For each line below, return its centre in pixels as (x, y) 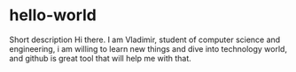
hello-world (53, 15)
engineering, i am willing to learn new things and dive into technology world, (148, 48)
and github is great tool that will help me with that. (101, 58)
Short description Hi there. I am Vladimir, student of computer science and (145, 40)
